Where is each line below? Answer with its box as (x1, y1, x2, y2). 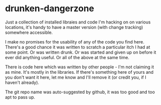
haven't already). (5, 79, 39, 85)
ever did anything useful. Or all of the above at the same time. (5, 54, 130, 60)
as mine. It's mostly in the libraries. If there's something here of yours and (5, 69, 154, 75)
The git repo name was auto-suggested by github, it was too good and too (5, 89, 155, 95)
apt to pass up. (5, 94, 35, 100)
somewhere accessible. (5, 29, 53, 35)
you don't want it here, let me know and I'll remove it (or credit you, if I (5, 74, 146, 80)
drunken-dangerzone (5, 3, 94, 14)
